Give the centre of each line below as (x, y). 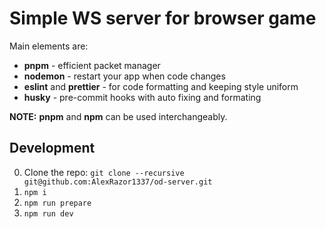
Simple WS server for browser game (163, 18)
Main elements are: (49, 46)
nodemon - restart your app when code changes (124, 76)
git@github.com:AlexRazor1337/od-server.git (118, 182)
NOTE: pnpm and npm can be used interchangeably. (118, 116)
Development (52, 148)
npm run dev (48, 213)
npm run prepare (57, 203)
